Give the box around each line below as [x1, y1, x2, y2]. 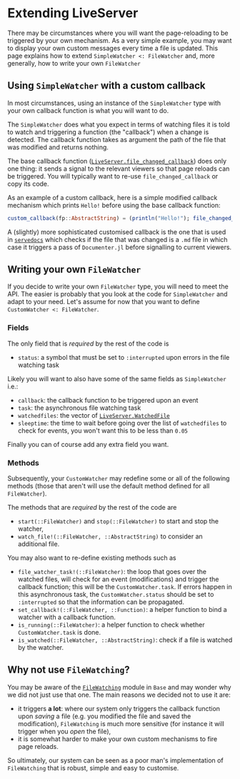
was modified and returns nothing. [7, 143, 109, 151]
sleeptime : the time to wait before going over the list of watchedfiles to [17, 418, 227, 427]
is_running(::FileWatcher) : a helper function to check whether [17, 620, 205, 629]
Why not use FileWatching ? [7, 664, 130, 676]
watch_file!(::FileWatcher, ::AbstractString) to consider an [17, 532, 204, 541]
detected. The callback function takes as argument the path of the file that [7, 135, 226, 144]
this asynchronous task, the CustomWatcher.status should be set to [17, 590, 214, 599]
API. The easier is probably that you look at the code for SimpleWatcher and [7, 290, 228, 298]
